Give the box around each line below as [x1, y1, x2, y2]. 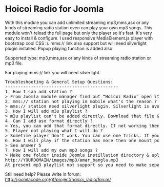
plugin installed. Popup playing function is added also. [5, 45, 114, 51]
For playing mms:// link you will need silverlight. [5, 69, 101, 75]
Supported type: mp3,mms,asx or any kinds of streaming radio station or [5, 55, 151, 61]
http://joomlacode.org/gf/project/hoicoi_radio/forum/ [5, 176, 111, 182]
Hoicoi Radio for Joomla [5, 3, 104, 15]
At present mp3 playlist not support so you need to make [5, 162, 147, 167]
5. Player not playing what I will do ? [5, 128, 103, 133]
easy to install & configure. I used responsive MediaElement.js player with [5, 35, 153, 41]
